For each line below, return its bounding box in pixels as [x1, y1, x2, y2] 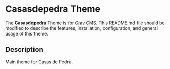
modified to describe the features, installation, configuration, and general [5, 25, 158, 31]
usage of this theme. [5, 30, 48, 37]
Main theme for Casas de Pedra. [5, 59, 73, 65]
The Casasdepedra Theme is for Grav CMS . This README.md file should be [5, 20, 165, 26]
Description [5, 45, 43, 54]
